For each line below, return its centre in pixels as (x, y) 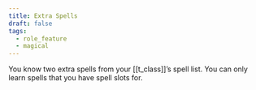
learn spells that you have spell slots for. (76, 78)
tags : (17, 31)
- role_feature (41, 39)
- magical (32, 46)
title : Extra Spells (43, 16)
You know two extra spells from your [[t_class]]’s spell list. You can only (128, 69)
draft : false (30, 24)
